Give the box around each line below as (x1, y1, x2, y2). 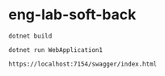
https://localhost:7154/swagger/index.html (8, 60, 158, 68)
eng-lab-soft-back (8, 6, 137, 24)
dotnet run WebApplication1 (8, 46, 104, 54)
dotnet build (8, 32, 53, 40)
